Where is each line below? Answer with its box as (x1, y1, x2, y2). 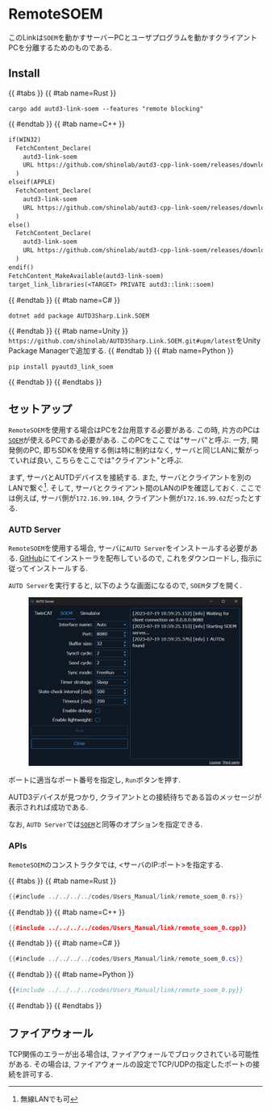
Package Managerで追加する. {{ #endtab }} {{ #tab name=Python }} (8, 345, 234, 356)
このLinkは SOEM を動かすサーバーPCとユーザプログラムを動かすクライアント (8, 32, 258, 42)
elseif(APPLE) (8, 179, 56, 187)
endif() (8, 263, 35, 271)
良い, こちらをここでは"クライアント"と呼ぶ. (35, 456, 184, 465)
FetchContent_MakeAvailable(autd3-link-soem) (8, 271, 164, 280)
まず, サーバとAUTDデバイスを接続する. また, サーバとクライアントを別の (8, 473, 252, 482)
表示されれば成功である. (8, 802, 89, 812)
